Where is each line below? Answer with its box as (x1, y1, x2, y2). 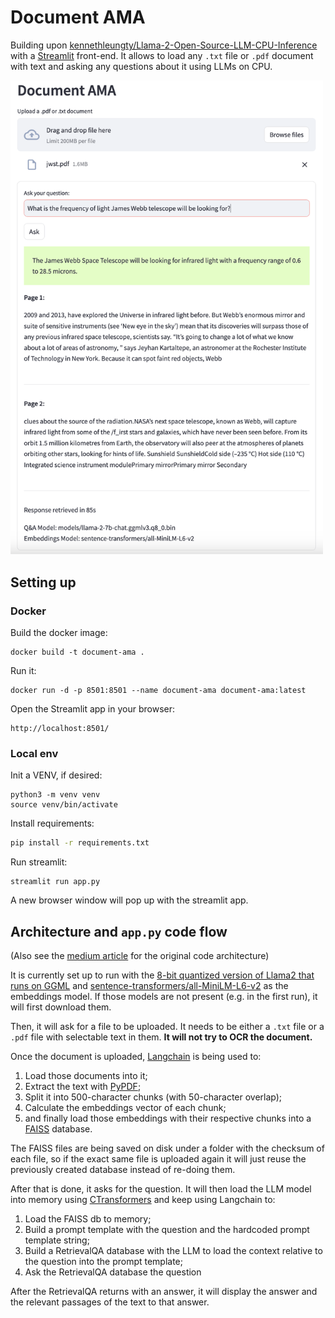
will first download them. (10, 1001, 112, 1013)
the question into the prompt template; (24, 1256, 184, 1268)
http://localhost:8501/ (10, 724, 110, 734)
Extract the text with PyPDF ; (24, 1081, 142, 1093)
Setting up (10, 574, 77, 591)
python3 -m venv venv (10, 790, 101, 800)
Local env (10, 747, 59, 761)
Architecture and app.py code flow (10, 923, 228, 940)
